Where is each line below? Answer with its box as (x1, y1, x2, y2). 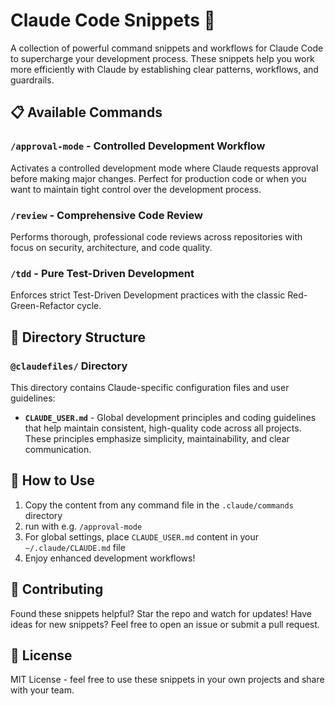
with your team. (10, 684, 75, 696)
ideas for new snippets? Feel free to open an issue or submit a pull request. (10, 618, 320, 630)
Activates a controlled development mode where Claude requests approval (10, 162, 319, 174)
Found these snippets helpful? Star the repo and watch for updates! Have (10, 607, 312, 619)
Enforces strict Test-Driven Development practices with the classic (10, 289, 286, 301)
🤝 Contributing (10, 581, 104, 598)
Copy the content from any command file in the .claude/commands (24, 499, 294, 511)
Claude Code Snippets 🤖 (10, 9, 216, 32)
